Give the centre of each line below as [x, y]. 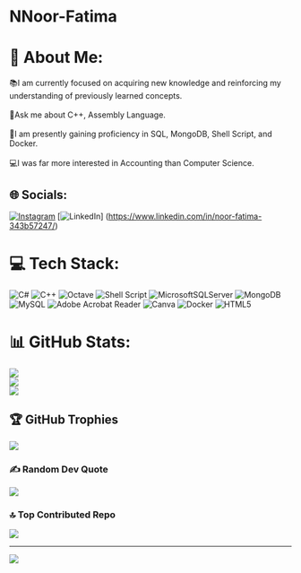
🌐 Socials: [39, 195]
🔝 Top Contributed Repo [63, 515]
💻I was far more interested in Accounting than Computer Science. [132, 163]
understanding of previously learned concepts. [96, 96]
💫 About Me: [56, 58]
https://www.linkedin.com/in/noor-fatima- [185, 216]
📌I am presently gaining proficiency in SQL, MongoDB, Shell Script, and [141, 134]
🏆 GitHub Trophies [64, 420]
